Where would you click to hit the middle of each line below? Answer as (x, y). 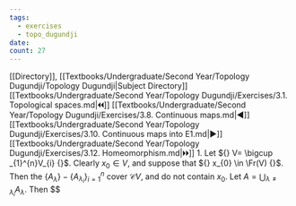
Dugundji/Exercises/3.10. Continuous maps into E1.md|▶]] (116, 134)
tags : (19, 17)
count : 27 (28, 51)
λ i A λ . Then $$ (35, 191)
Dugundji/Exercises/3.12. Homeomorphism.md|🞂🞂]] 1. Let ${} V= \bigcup (141, 153)
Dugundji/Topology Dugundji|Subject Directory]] (99, 86)
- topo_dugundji (48, 34)
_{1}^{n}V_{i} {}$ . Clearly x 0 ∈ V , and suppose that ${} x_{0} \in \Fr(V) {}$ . (147, 164)
